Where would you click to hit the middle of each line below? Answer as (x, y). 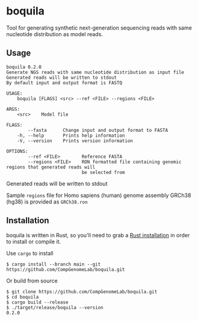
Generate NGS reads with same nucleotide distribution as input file (95, 72)
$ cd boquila (23, 297)
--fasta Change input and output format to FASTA (98, 130)
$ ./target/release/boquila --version (55, 307)
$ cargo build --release (37, 302)
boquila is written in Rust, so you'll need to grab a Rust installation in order (98, 235)
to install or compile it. (34, 242)
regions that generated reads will (51, 167)
